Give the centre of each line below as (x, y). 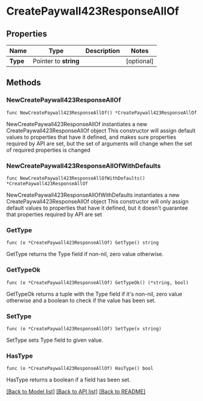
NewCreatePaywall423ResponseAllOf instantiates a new (77, 124)
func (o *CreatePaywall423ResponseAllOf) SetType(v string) (84, 328)
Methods (24, 83)
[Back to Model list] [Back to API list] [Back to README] (76, 392)
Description (103, 51)
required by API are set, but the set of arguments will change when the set (99, 143)
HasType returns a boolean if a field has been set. (69, 380)
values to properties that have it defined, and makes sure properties (91, 137)
